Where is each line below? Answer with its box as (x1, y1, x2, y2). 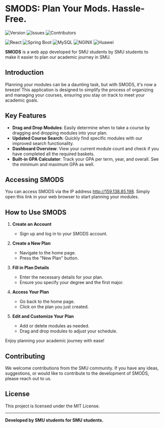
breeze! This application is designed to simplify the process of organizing (5, 87, 154, 93)
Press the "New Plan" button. (19, 255, 79, 261)
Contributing (5, 352, 45, 360)
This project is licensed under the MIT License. (5, 403, 100, 409)
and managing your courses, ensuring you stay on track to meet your (5, 92, 145, 98)
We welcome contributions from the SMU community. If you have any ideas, (5, 365, 159, 371)
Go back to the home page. (19, 299, 75, 305)
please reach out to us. (5, 376, 52, 381)
